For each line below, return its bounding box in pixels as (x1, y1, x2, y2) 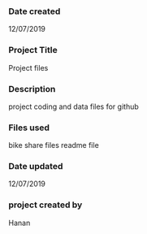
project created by (8, 199, 83, 210)
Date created (8, 6, 61, 17)
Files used (8, 122, 50, 133)
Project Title (8, 45, 58, 56)
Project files (8, 63, 49, 72)
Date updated (8, 161, 63, 172)
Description (8, 83, 56, 94)
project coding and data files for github (8, 102, 140, 111)
